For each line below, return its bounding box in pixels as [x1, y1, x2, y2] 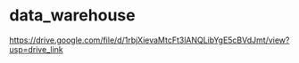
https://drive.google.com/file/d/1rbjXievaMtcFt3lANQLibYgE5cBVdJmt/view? [9, 35, 290, 45]
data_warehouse [9, 5, 136, 26]
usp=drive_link [9, 43, 64, 54]
